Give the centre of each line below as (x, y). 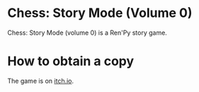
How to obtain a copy (71, 61)
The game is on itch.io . (41, 81)
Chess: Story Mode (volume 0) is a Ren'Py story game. (87, 33)
